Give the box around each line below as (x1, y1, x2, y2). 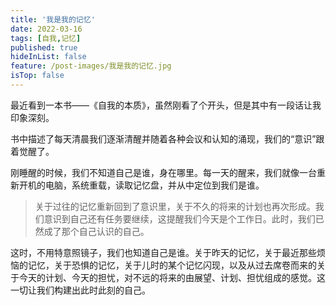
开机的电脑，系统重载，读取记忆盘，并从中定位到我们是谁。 (18, 179, 265, 191)
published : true (10, 42, 78, 53)
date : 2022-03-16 (10, 24, 83, 34)
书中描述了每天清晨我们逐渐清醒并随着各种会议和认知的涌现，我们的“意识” (10, 132, 317, 145)
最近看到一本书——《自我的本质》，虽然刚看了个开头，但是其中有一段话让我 (10, 99, 322, 111)
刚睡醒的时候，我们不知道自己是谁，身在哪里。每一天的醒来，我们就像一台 (10, 166, 317, 178)
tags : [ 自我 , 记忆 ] (10, 33, 82, 43)
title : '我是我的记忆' (10, 14, 96, 25)
